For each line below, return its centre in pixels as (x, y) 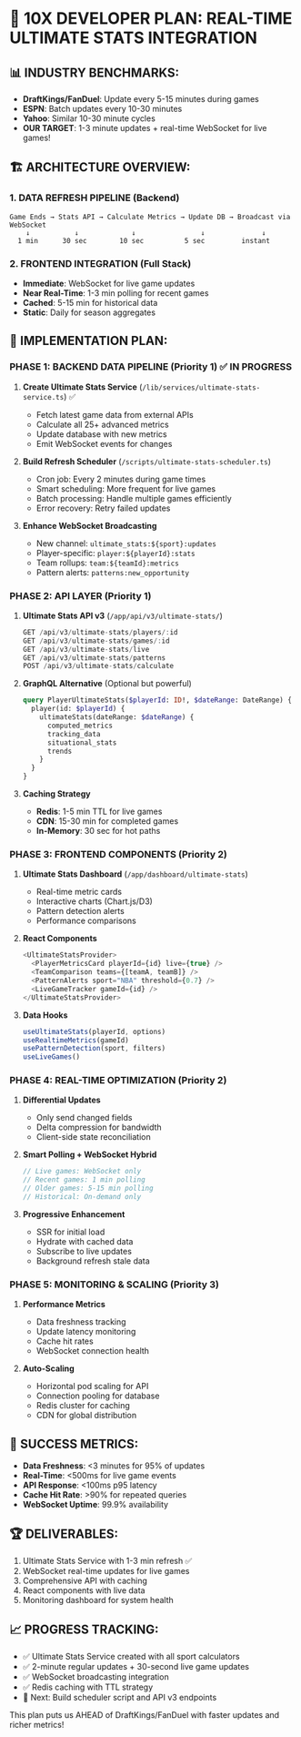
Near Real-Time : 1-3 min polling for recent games (115, 293)
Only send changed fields (84, 1118)
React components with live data (84, 1590)
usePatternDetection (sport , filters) (94, 1049)
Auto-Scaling (48, 1368)
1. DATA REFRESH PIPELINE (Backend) (95, 198)
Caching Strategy (56, 794)
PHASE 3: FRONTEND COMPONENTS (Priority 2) (118, 855)
